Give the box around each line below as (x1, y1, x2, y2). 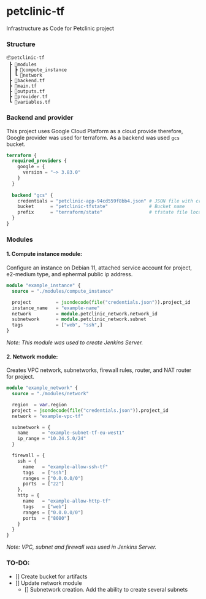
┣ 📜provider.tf (9, 94, 48, 100)
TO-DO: (6, 558, 30, 567)
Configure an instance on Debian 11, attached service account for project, (6, 264, 192, 271)
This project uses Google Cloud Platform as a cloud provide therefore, (6, 127, 183, 134)
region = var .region (12, 401, 67, 408)
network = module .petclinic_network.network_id (12, 311, 158, 317)
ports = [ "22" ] (22, 481, 64, 487)
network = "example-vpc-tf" (12, 413, 84, 419)
